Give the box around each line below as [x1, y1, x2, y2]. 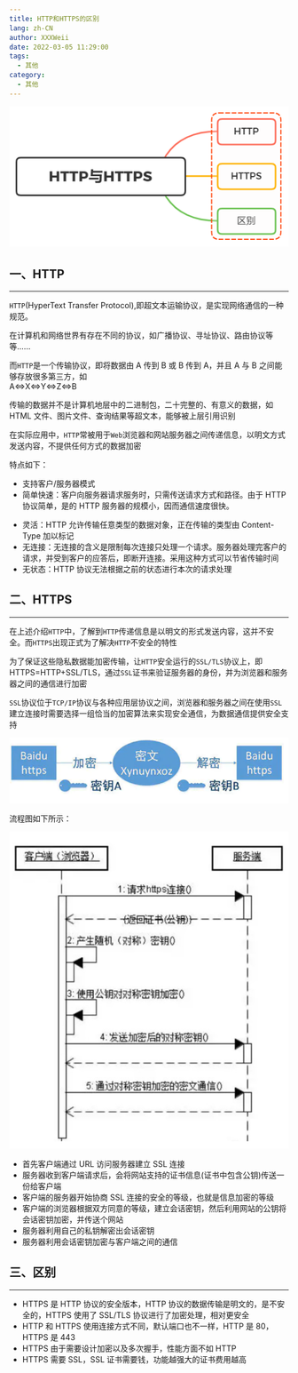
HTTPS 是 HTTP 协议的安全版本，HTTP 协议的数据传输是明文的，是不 [21, 1298, 278, 1309]
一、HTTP [9, 267, 65, 282]
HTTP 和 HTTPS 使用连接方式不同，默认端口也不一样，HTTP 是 [21, 1321, 255, 1331]
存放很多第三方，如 [16, 371, 87, 381]
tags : [9, 52, 29, 61]
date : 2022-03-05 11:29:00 [9, 43, 109, 52]
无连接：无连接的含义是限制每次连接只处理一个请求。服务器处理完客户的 [21, 541, 286, 552]
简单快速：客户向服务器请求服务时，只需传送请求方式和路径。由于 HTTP [21, 489, 286, 499]
